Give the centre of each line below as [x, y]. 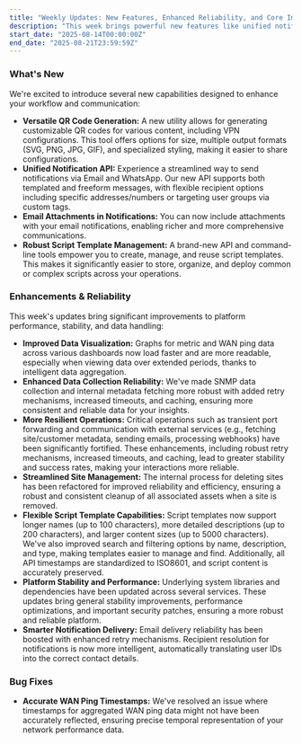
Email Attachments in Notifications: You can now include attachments [154, 216]
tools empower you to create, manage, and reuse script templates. [160, 254]
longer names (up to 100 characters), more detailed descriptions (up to [153, 524]
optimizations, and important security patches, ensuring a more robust [153, 610]
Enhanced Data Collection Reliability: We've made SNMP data [139, 381]
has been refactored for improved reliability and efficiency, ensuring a [151, 486]
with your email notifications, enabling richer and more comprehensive [153, 226]
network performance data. [73, 730]
